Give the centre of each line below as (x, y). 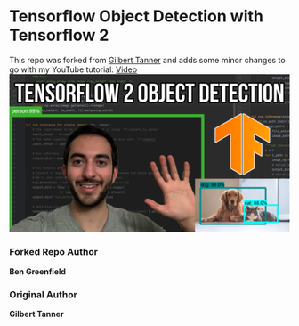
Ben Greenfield (38, 271)
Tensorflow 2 (59, 35)
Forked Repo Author (53, 252)
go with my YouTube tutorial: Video (73, 69)
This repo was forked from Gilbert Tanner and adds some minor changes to (148, 60)
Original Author (43, 294)
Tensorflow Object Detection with (137, 16)
